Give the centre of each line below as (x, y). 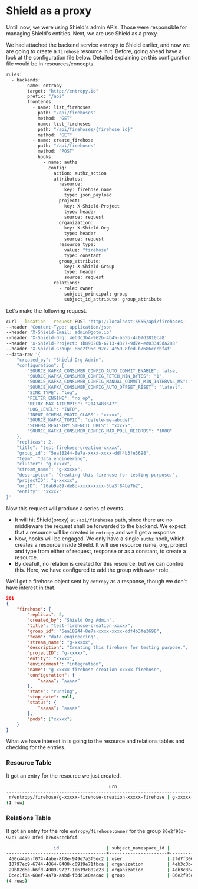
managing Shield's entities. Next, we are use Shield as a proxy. (82, 33)
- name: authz (60, 162)
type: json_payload (88, 195)
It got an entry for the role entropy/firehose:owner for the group (84, 831)
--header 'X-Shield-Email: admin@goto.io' (59, 332)
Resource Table (29, 763)
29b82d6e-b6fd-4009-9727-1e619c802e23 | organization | (89, 870)
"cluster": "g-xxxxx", (44, 464)
